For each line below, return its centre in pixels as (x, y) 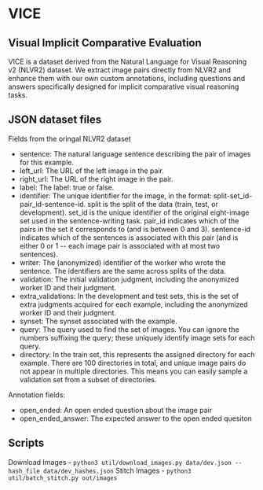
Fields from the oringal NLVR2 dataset (69, 138)
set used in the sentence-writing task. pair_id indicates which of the (129, 220)
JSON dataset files (55, 120)
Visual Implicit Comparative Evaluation (105, 43)
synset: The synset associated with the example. (99, 321)
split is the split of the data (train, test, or (153, 204)
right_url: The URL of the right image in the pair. (97, 179)
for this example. (47, 162)
